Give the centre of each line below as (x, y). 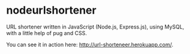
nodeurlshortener (52, 10)
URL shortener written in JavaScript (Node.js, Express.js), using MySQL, (95, 27)
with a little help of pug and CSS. (46, 33)
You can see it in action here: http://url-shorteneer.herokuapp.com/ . (90, 45)
